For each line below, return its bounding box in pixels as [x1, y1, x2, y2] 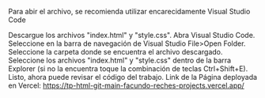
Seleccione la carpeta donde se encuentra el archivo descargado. [8, 47, 223, 56]
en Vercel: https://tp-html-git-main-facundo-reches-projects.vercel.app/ [8, 81, 245, 90]
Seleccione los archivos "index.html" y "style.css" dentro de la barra [8, 55, 232, 65]
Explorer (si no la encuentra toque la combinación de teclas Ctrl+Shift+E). [8, 64, 248, 73]
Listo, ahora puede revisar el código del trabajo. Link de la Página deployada [8, 73, 258, 81]
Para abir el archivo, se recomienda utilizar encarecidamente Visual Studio [8, 7, 251, 16]
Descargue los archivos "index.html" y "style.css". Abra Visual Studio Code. [8, 31, 256, 40]
